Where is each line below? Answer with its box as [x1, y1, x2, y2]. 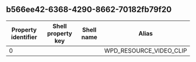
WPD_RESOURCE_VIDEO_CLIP [104, 46, 187, 54]
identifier [10, 33, 37, 41]
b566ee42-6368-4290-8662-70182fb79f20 [6, 5, 172, 15]
